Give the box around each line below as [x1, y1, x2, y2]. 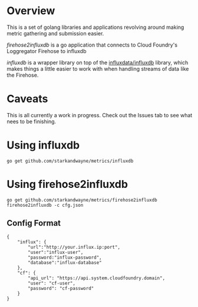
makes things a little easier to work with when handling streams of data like [6, 65, 189, 72]
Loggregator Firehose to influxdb [6, 47, 87, 54]
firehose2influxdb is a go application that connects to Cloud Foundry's [6, 41, 178, 48]
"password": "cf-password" [28, 285, 94, 291]
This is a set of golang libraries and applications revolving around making [6, 24, 184, 31]
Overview [6, 4, 55, 18]
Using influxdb [6, 138, 80, 152]
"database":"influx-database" [28, 259, 102, 266]
